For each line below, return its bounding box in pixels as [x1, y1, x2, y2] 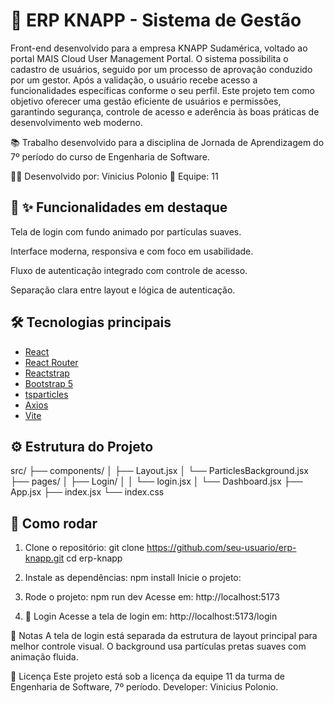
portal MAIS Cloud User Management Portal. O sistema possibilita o [10, 52, 289, 64]
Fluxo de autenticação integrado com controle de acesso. [10, 264, 248, 276]
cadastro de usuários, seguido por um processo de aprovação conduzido [10, 63, 313, 75]
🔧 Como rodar [10, 515, 98, 532]
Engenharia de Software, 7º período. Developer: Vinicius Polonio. [10, 681, 279, 693]
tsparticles [24, 388, 69, 400]
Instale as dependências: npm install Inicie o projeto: [24, 572, 242, 584]
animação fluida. [10, 651, 79, 663]
